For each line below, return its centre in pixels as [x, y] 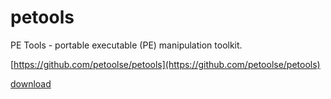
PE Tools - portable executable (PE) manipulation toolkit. [126, 45]
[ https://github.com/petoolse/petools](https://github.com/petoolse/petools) [165, 64]
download [31, 83]
